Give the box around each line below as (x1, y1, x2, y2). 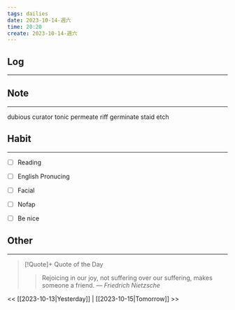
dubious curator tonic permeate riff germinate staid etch (7, 113, 169, 121)
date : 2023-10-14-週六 (7, 17, 71, 24)
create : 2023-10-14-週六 (7, 29, 78, 37)
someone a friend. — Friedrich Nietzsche (41, 281, 161, 289)
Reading (17, 158, 42, 167)
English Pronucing (17, 172, 70, 181)
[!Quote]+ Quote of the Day (24, 260, 104, 268)
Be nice (17, 214, 40, 223)
